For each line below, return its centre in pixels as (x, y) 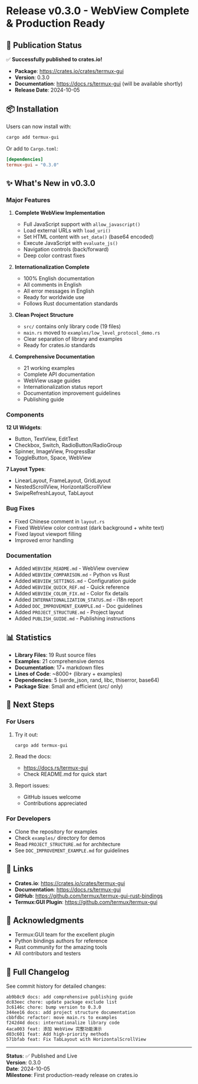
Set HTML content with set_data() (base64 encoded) (89, 237)
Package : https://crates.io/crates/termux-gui (69, 71)
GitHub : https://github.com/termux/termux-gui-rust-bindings (89, 896)
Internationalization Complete (52, 267)
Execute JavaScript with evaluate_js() (71, 243)
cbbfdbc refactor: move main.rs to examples (62, 1018)
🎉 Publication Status (44, 45)
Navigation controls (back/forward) (66, 250)
